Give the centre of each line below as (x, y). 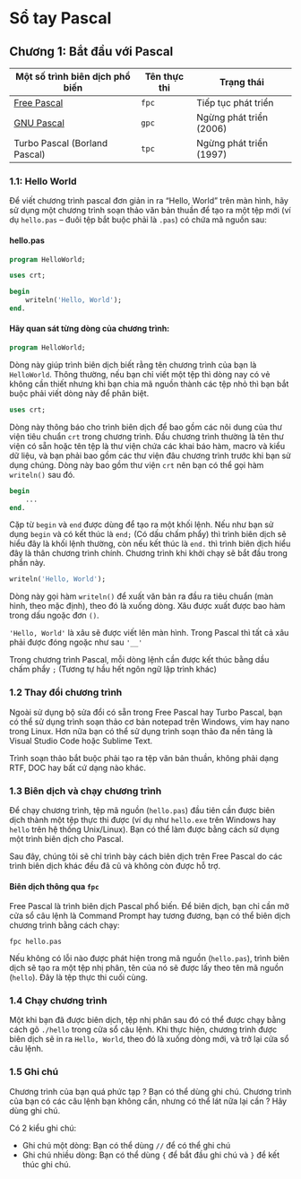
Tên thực (164, 77)
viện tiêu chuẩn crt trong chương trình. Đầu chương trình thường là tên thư (146, 436)
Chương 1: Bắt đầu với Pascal (91, 52)
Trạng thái (241, 82)
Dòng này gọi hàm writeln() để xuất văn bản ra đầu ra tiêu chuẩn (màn (141, 596)
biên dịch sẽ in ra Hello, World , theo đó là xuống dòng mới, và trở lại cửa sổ (149, 1039)
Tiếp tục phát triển (235, 103)
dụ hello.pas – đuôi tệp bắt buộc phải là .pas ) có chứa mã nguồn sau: (138, 220)
